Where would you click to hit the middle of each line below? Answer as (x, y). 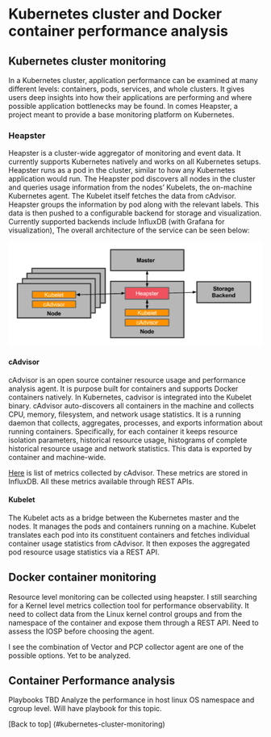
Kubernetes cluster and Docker (115, 14)
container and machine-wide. (57, 457)
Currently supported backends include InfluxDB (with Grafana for (117, 222)
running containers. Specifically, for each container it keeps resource (123, 431)
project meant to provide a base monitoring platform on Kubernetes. (121, 115)
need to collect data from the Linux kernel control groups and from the (125, 613)
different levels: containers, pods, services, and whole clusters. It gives (126, 89)
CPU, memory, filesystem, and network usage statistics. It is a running (125, 414)
